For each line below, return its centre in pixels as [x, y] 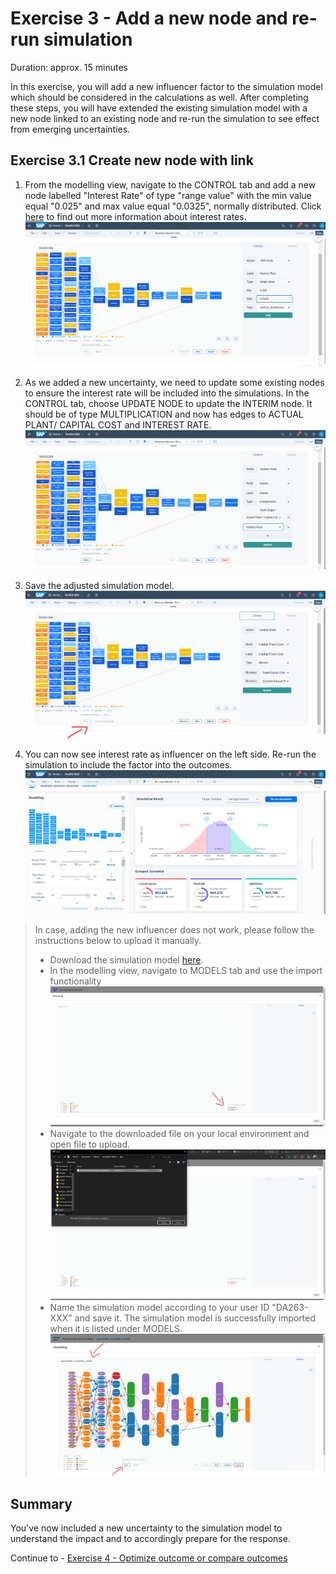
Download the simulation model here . [126, 960]
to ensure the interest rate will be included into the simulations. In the [167, 393]
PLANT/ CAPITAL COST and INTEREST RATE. [118, 424]
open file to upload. [90, 1144]
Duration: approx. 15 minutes [69, 67]
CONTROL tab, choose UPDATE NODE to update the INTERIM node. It [168, 403]
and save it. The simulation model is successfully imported [195, 1318]
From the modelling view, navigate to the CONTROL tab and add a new [170, 184]
